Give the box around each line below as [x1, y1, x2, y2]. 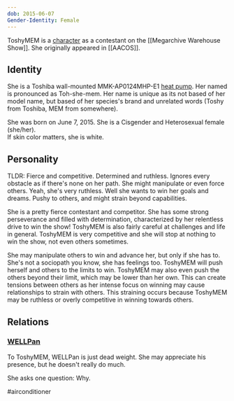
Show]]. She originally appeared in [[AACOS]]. [7, 43, 141, 52]
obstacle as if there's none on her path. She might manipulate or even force [7, 179, 225, 188]
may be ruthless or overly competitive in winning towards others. [7, 295, 194, 304]
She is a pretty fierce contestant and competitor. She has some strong [7, 208, 210, 216]
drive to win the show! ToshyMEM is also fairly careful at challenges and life [7, 223, 226, 231]
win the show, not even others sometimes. [7, 237, 129, 246]
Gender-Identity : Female [7, 17, 80, 24]
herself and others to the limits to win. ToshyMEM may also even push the [7, 266, 220, 274]
